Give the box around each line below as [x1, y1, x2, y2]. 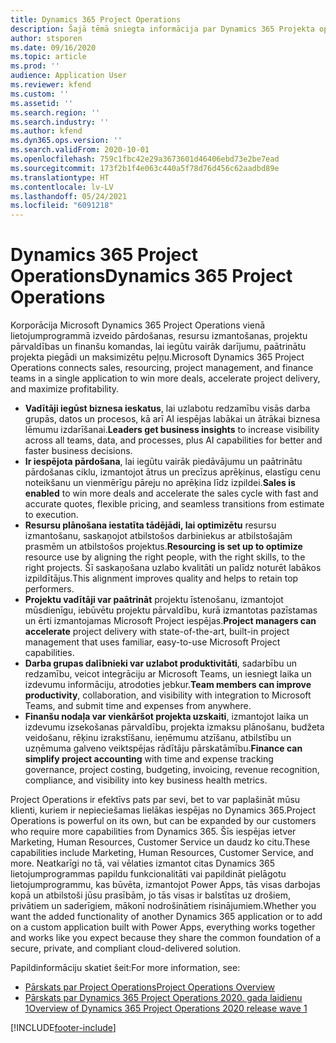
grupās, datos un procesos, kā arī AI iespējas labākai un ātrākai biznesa [24, 413, 321, 425]
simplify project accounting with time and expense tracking [24, 753, 274, 765]
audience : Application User [10, 71, 128, 81]
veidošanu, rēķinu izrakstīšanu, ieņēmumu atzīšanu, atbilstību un [24, 732, 292, 744]
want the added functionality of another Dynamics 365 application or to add [10, 911, 323, 923]
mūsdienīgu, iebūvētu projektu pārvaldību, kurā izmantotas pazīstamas [24, 604, 318, 616]
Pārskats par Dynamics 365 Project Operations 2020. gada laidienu [24, 992, 303, 1004]
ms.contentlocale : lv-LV [10, 182, 114, 192]
